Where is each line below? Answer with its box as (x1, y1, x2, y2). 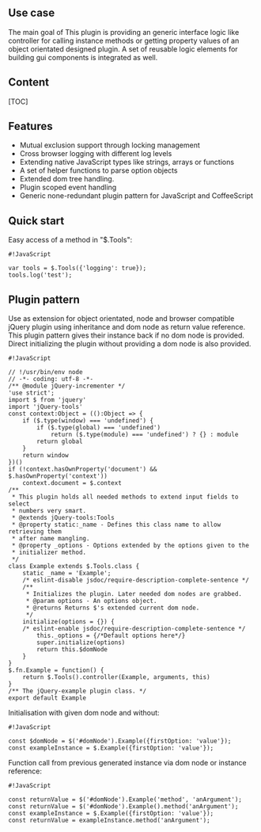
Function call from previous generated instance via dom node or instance (8, 758, 247, 768)
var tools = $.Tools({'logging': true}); (8, 265, 147, 273)
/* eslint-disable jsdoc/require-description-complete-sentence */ (22, 576, 249, 585)
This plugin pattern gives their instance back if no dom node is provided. (8, 330, 245, 340)
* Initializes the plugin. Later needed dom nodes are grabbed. (25, 590, 243, 598)
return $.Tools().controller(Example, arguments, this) (22, 674, 211, 681)
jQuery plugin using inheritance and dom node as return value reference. (8, 322, 246, 332)
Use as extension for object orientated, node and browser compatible (8, 314, 235, 323)
